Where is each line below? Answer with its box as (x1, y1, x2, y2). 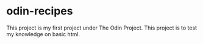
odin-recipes (6, 4, 73, 18)
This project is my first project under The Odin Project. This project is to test (6, 24, 197, 31)
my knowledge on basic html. (6, 30, 80, 37)
